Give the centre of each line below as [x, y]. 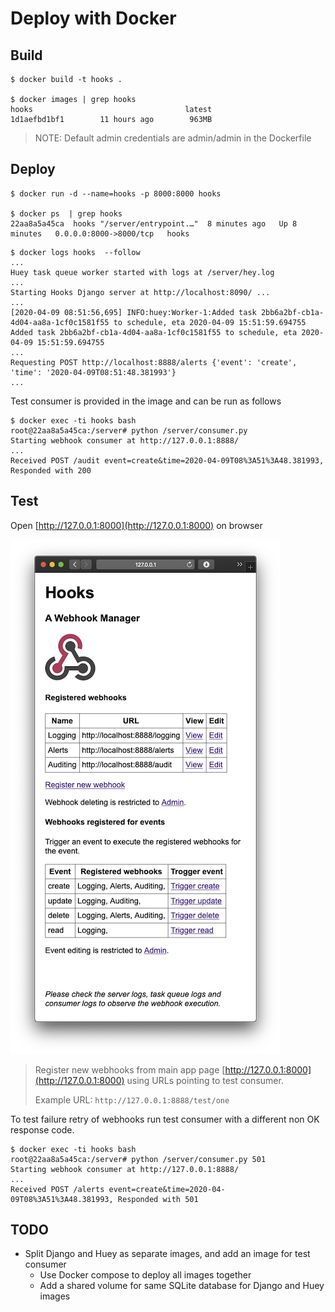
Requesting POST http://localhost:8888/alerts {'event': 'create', [154, 362]
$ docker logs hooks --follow [75, 252]
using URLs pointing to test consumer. [205, 1080]
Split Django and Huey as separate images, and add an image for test [167, 1254]
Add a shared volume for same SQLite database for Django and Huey [182, 1286]
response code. [42, 1129]
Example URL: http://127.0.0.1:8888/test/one [132, 1099]
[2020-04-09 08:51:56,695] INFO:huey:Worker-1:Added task [133, 312]
